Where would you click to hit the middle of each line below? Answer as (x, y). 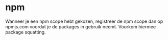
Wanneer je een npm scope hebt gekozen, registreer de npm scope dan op (84, 21)
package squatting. (26, 32)
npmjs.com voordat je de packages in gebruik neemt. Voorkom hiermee (81, 26)
